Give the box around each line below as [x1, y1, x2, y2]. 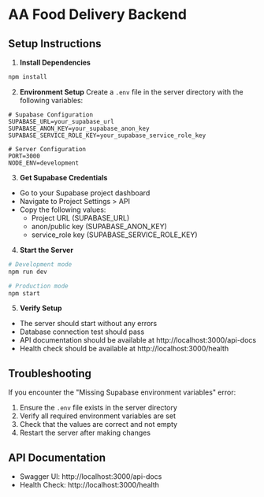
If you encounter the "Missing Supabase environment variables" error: [8, 388, 236, 397]
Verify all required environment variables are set [19, 411, 176, 421]
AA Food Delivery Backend [8, 6, 188, 24]
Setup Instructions [8, 37, 102, 50]
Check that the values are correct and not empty [19, 420, 178, 429]
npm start [8, 289, 41, 297]
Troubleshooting [8, 366, 92, 380]
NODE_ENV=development [8, 159, 80, 167]
